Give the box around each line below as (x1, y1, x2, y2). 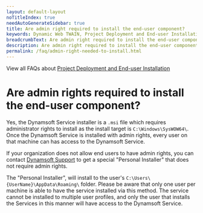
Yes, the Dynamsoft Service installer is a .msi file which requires (6, 118, 166, 126)
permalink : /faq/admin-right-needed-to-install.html (6, 48, 142, 54)
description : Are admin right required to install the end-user (6, 43, 172, 49)
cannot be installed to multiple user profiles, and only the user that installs (6, 193, 190, 200)
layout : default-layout (6, 8, 66, 15)
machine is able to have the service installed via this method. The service (6, 186, 189, 194)
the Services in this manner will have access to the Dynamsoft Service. (6, 200, 183, 207)
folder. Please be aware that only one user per (80, 180, 196, 188)
